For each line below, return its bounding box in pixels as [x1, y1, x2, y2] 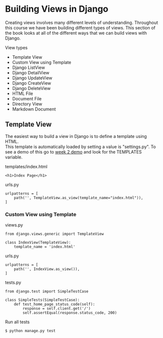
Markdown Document [12, 106, 56, 112]
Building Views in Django [5, 3, 109, 15]
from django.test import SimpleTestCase [5, 289, 89, 294]
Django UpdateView [12, 75, 53, 81]
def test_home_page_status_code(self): [14, 302, 95, 307]
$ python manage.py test [5, 329, 56, 334]
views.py [5, 222, 23, 228]
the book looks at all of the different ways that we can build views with [5, 30, 147, 36]
